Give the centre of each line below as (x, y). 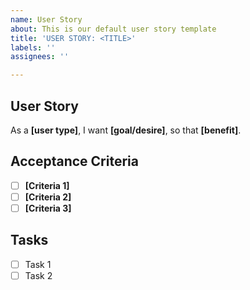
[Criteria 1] (47, 185)
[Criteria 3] (48, 208)
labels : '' (33, 47)
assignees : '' (40, 57)
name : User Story (46, 19)
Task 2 (38, 275)
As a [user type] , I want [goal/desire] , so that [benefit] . (126, 130)
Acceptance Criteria (74, 161)
